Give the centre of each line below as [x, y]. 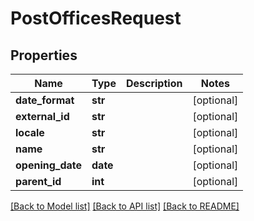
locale [30, 132]
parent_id [38, 181]
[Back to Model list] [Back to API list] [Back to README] [125, 206]
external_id [42, 116]
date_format [45, 100]
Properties [44, 55]
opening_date [49, 165]
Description [154, 83]
